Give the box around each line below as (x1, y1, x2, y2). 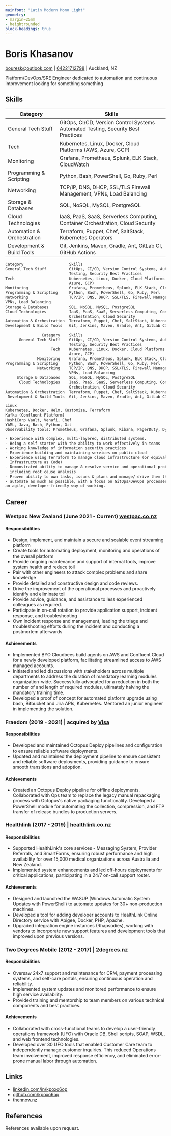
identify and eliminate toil (12, 591, 66, 597)
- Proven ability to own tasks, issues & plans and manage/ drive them (5, 474, 160, 479)
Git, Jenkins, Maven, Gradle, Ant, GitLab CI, (59, 242, 163, 250)
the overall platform (12, 553, 54, 559)
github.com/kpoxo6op (12, 1091, 60, 1097)
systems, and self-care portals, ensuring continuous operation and (12, 975, 153, 981)
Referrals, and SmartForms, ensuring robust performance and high (12, 851, 153, 857)
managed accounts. (12, 662, 54, 669)
